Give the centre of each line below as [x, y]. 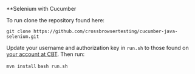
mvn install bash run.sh [37, 66]
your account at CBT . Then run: [46, 54]
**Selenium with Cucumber [41, 9]
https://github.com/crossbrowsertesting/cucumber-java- [105, 31]
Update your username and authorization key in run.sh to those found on [98, 48]
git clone [19, 31]
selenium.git [23, 37]
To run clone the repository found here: [56, 20]
